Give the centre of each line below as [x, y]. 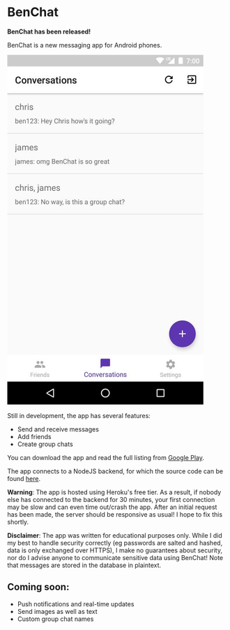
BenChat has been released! [49, 31]
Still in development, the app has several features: [79, 415]
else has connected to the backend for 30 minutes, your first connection [111, 499]
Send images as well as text [57, 611]
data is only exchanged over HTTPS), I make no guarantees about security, [115, 550]
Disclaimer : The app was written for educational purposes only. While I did [115, 535]
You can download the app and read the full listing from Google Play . [106, 457]
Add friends [34, 436]
